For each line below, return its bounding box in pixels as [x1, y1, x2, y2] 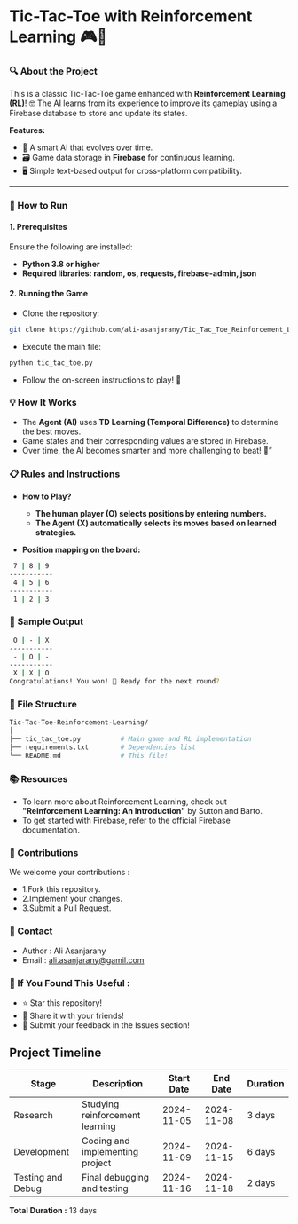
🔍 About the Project [9, 65, 98, 77]
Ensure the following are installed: [9, 241, 133, 252]
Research [13, 1109, 53, 1121]
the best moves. [21, 426, 82, 437]
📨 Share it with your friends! [21, 1010, 124, 1021]
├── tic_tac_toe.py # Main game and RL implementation [9, 735, 252, 744]
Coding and [81, 1134, 130, 1147]
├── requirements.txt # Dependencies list [9, 743, 197, 752]
